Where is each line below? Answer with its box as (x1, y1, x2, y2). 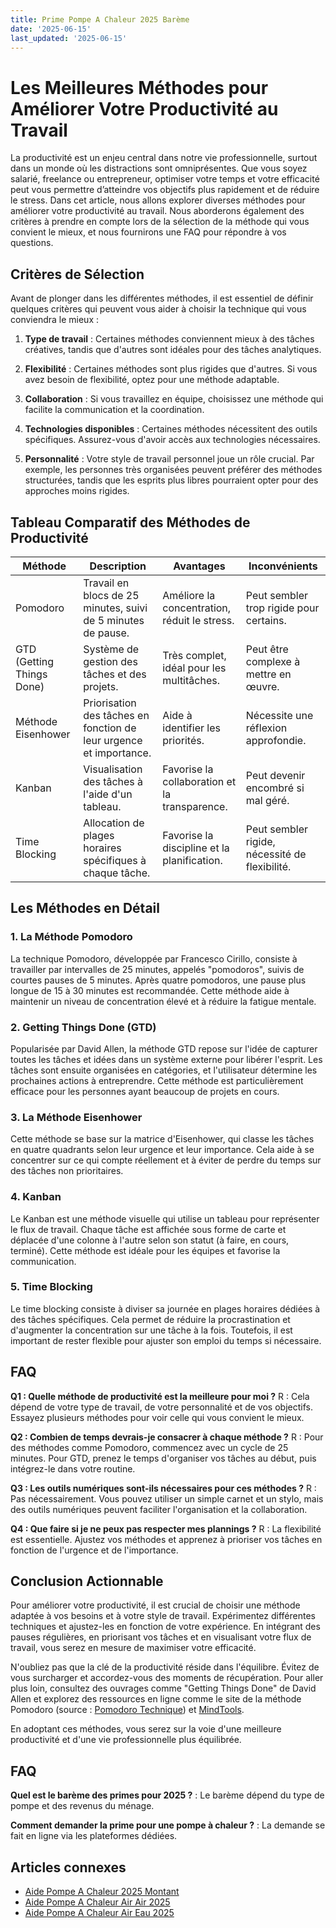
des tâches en (83, 708, 150, 722)
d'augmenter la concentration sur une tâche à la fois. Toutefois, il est (10, 1324, 293, 1336)
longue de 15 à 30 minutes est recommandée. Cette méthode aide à (10, 984, 290, 996)
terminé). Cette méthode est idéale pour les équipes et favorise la (10, 1244, 281, 1256)
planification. (162, 853, 223, 867)
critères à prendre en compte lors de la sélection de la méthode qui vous (10, 216, 310, 228)
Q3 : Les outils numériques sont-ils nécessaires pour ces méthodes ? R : (10, 1482, 317, 1494)
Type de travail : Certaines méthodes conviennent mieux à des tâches (24, 333, 315, 345)
